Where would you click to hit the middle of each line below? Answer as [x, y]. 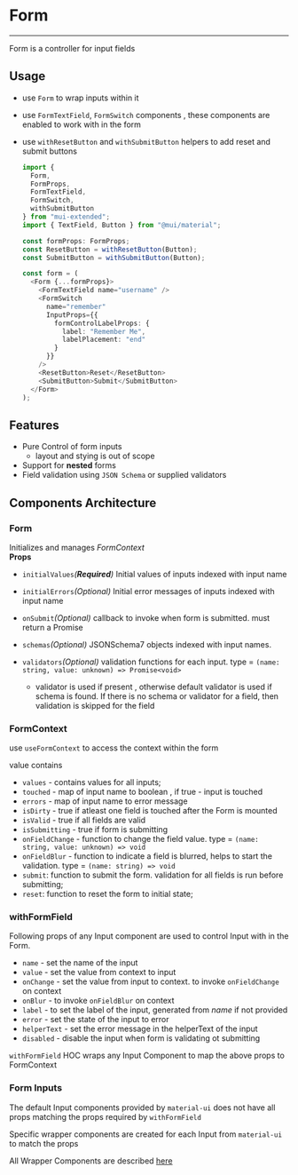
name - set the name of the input [80, 963]
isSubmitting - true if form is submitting [95, 830]
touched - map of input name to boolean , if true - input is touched [142, 792]
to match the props [44, 1143]
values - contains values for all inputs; [91, 782]
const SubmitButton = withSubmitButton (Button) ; [114, 258]
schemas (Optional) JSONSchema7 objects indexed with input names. [147, 644]
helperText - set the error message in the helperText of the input [140, 1029]
